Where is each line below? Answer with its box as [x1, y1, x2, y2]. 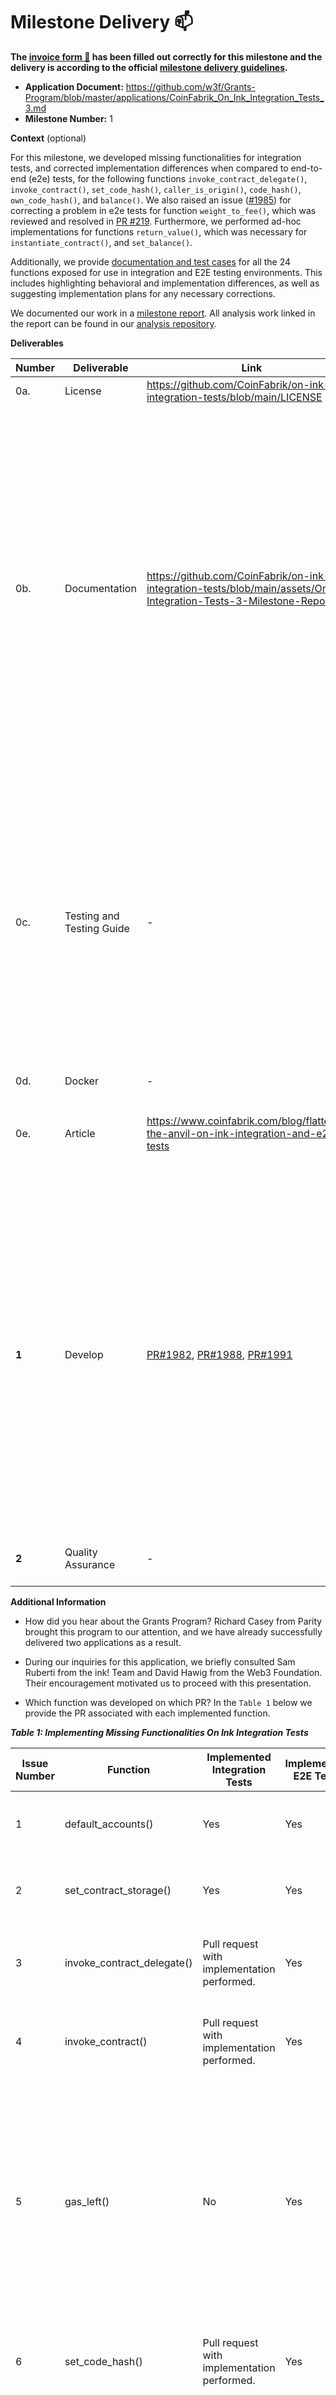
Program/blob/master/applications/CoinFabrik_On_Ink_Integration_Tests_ [24, 91, 325, 103]
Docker [64, 1074, 99, 1088]
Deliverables [10, 337, 64, 349]
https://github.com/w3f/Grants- [125, 80, 256, 93]
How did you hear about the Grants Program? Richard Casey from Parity [24, 1615, 323, 1627]
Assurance [64, 1557, 116, 1571]
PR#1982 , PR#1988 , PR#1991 [146, 1347, 293, 1361]
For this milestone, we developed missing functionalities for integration [10, 151, 302, 163]
